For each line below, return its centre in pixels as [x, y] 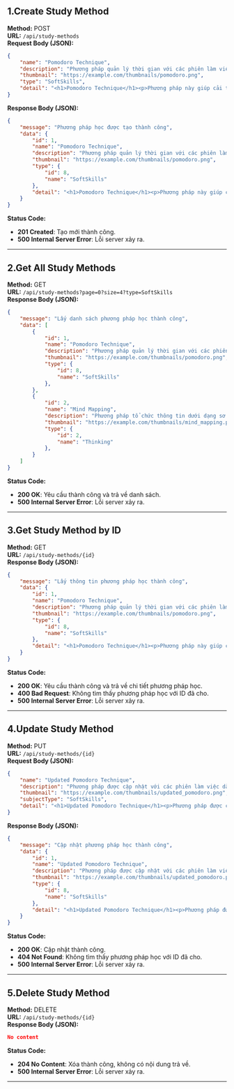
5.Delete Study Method [58, 993]
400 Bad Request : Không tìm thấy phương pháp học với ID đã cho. [113, 693]
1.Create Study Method [58, 12]
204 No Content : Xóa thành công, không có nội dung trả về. [104, 1064]
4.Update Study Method [61, 729]
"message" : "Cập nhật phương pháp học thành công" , [96, 845]
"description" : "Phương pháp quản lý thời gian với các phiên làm [118, 69]
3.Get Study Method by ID [64, 530]
